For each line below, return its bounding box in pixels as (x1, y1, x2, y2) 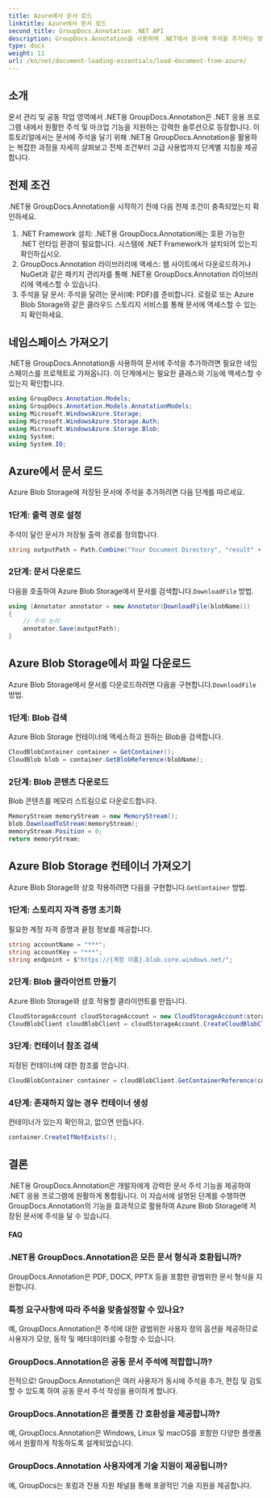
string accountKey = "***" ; (8, 948, 103, 956)
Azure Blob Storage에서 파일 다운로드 (8, 657, 191, 671)
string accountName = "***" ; (8, 940, 106, 949)
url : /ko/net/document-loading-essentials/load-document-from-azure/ (8, 57, 248, 66)
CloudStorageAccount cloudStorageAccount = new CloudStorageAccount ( (8, 1012, 248, 1020)
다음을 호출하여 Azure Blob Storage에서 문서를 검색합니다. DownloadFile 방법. (8, 586, 254, 595)
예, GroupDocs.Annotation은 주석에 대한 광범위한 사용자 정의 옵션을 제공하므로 (8, 1323, 259, 1333)
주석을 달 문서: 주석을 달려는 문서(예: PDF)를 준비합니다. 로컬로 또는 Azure (19, 289, 254, 299)
